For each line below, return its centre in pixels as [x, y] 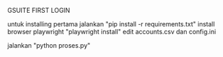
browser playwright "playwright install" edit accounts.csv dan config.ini [112, 32]
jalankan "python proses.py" [49, 45]
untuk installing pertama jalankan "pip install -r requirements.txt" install [111, 24]
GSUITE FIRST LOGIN [39, 10]
